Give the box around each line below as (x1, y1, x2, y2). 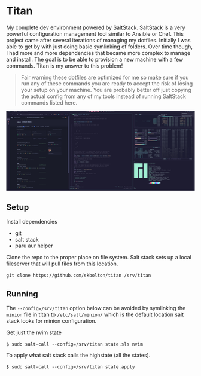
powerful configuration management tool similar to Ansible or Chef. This (6, 30, 184, 37)
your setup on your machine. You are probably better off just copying (20, 86, 191, 93)
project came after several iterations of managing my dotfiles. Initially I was (6, 36, 191, 44)
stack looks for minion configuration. (6, 317, 97, 325)
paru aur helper (14, 242, 54, 249)
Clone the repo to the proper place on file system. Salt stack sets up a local (6, 254, 191, 261)
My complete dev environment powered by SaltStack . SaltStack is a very (6, 24, 185, 31)
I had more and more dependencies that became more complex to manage (6, 49, 191, 56)
